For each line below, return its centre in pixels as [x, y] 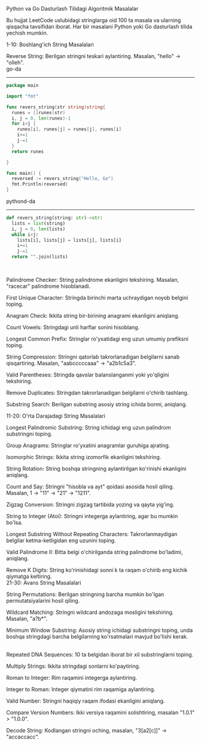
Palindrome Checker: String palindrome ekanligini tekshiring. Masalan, [93, 280]
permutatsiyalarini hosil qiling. [43, 600]
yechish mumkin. [27, 33]
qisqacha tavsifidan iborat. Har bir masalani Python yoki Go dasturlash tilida [99, 27]
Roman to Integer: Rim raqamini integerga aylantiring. [72, 678]
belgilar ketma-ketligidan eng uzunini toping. [61, 540]
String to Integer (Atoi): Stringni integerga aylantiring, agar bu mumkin [92, 516]
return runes [28, 151]
